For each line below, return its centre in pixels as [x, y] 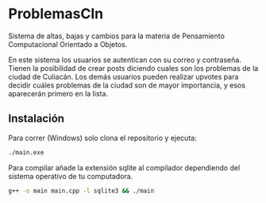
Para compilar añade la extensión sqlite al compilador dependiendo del [124, 167]
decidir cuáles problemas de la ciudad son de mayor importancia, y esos [127, 85]
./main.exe [26, 152]
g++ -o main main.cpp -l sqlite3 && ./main [81, 191]
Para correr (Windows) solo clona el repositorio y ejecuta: [102, 138]
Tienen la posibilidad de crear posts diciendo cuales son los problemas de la [133, 68]
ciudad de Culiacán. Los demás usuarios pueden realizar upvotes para [123, 76]
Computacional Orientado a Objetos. [68, 44]
